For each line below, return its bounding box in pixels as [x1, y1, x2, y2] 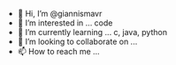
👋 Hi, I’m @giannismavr [17, 9, 103, 18]
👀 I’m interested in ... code [17, 18, 113, 28]
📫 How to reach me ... [17, 47, 100, 56]
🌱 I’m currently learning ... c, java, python [17, 27, 168, 37]
